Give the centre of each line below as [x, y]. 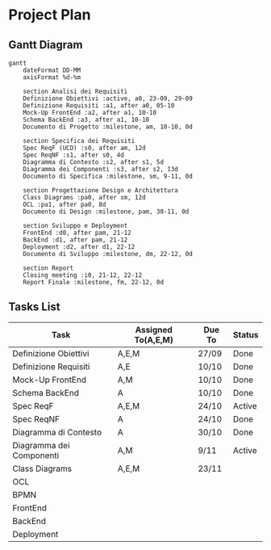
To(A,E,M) [154, 339]
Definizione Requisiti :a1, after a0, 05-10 [99, 106]
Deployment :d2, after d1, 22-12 [79, 247]
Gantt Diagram [46, 45]
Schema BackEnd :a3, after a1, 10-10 [86, 120]
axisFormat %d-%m [52, 78]
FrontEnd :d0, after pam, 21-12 [77, 233]
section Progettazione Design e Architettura [101, 191]
